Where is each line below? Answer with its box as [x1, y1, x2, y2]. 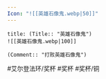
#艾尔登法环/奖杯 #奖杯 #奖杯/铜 [7, 64, 100, 73]
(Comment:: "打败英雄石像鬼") [7, 51, 87, 58]
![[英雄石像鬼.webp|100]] [7, 37, 77, 45]
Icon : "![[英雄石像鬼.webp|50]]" [7, 10, 98, 17]
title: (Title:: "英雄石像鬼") [7, 30, 92, 37]
